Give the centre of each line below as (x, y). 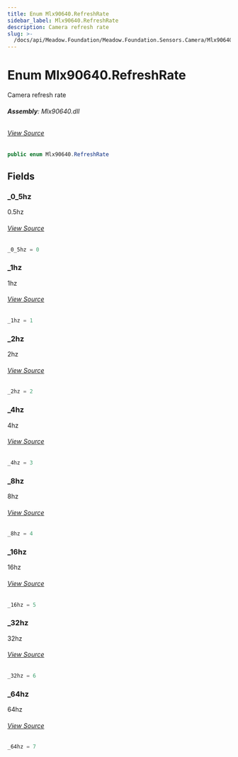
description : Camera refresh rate (58, 27)
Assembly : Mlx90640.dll (44, 111)
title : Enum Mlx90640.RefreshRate (58, 14)
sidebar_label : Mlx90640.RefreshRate (63, 21)
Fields (21, 177)
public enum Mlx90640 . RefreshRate (58, 154)
